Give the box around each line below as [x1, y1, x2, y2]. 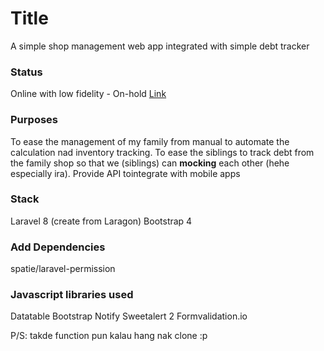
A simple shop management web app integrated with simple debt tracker [10, 40, 310, 52]
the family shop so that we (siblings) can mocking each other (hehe [10, 157, 290, 169]
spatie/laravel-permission [10, 263, 116, 275]
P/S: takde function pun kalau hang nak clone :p [10, 330, 208, 342]
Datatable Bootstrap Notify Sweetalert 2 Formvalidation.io [10, 310, 248, 322]
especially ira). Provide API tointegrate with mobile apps [10, 167, 241, 179]
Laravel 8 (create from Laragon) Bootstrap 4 [10, 215, 193, 227]
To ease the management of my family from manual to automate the [10, 135, 290, 147]
